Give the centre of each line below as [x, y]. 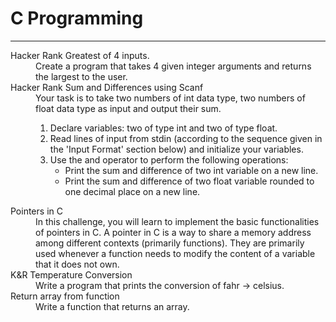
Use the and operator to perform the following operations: [169, 159]
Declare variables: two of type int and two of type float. [163, 128]
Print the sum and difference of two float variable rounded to [189, 181]
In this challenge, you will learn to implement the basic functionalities [177, 221]
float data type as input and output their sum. [128, 108]
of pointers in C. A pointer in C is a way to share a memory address [173, 232]
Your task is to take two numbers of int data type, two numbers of [170, 98]
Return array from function [65, 296]
